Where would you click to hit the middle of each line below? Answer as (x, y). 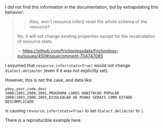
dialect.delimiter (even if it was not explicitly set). (57, 71)
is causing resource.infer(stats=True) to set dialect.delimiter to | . (75, 111)
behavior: (15, 12)
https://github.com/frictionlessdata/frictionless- (70, 51)
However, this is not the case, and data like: (49, 80)
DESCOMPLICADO (20, 102)
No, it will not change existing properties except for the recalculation (86, 36)
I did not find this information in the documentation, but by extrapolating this (82, 7)
